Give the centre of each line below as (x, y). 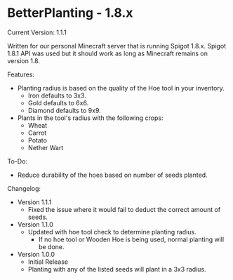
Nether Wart (46, 147)
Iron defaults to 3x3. (57, 95)
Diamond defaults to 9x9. (65, 110)
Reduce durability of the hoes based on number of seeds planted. (113, 175)
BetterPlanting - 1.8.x (70, 13)
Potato (38, 140)
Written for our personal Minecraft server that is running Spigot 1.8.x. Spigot (117, 46)
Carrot (37, 133)
